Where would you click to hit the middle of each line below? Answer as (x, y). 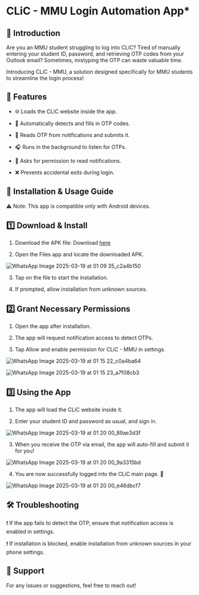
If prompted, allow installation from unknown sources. (81, 289)
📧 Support (25, 571)
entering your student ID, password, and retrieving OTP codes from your (95, 54)
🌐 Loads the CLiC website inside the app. (66, 111)
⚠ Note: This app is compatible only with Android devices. (78, 206)
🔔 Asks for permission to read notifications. (68, 160)
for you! (25, 451)
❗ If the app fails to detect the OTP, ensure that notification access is (90, 523)
